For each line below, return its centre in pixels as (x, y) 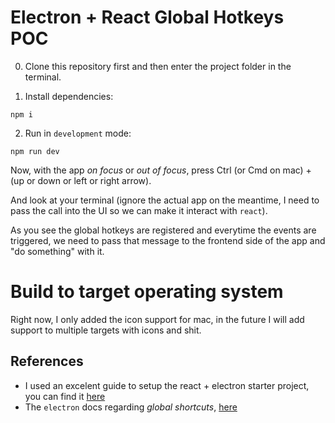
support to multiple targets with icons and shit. (106, 330)
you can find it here (65, 396)
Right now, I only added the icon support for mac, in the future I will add (157, 319)
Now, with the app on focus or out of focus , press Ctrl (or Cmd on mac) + (161, 170)
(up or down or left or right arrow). (81, 180)
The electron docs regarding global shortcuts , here (131, 407)
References (47, 361)
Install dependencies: (69, 96)
